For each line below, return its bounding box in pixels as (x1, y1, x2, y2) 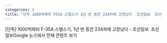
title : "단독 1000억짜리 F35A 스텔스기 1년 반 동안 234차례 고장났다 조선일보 (5, 12, 151, 17)
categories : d (5, 7, 35, 12)
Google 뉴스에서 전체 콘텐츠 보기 (13, 32, 77, 38)
